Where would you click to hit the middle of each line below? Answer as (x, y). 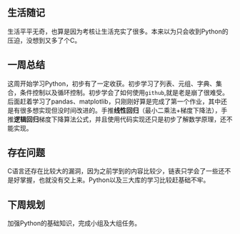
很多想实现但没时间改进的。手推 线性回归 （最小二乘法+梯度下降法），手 (124, 110)
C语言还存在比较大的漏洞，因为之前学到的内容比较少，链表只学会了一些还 (116, 171)
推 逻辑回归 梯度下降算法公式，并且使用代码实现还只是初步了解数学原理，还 (117, 119)
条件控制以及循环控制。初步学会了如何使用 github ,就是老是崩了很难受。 (124, 92)
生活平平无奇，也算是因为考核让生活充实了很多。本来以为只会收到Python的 (118, 31)
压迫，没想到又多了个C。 (44, 40)
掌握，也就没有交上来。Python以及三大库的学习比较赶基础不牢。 (115, 180)
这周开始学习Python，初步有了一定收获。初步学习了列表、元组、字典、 (112, 83)
